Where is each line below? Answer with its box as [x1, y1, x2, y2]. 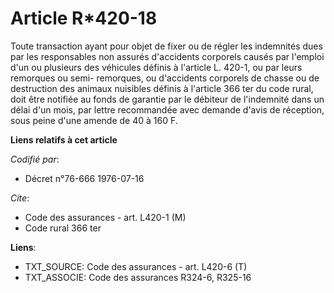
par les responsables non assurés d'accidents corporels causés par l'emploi [10, 50, 325, 62]
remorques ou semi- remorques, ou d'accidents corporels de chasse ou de [10, 72, 320, 84]
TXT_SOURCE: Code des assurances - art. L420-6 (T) [24, 260, 248, 272]
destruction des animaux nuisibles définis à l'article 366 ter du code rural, [10, 82, 314, 94]
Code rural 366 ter [24, 222, 102, 234]
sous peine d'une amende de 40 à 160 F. [10, 114, 178, 126]
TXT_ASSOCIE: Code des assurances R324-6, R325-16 [24, 271, 252, 283]
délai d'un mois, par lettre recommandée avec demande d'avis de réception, [10, 103, 325, 116]
